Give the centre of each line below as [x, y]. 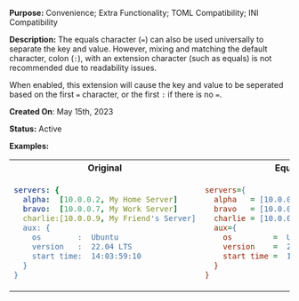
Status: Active [36, 129]
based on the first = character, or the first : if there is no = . [116, 94]
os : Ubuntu [75, 237]
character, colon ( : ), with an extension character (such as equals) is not [141, 58]
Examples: [29, 146]
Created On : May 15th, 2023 [61, 111]
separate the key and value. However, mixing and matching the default [138, 49]
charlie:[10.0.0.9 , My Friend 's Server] [109, 218]
